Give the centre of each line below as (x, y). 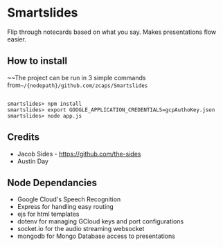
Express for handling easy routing (65, 207)
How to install (37, 61)
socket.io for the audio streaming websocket (81, 229)
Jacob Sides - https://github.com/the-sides (79, 154)
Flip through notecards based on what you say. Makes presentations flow (112, 32)
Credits (24, 137)
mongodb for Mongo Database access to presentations (96, 236)
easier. (17, 39)
